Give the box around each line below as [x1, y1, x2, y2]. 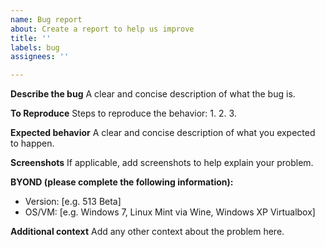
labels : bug [10, 42, 60, 53]
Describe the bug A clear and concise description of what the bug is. [10, 88, 296, 100]
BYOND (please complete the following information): [10, 176, 234, 188]
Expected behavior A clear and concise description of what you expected [10, 127, 316, 139]
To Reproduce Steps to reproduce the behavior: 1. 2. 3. [10, 107, 237, 120]
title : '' [10, 33, 52, 43]
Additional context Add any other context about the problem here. [10, 226, 285, 238]
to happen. [10, 137, 55, 150]
